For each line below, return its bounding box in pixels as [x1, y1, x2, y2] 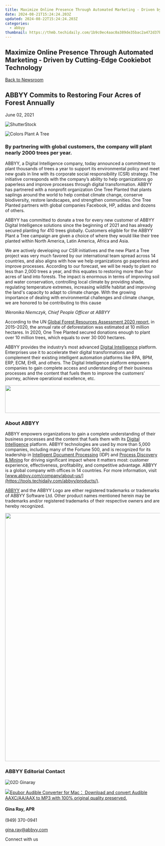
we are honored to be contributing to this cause [5, 300, 102, 306]
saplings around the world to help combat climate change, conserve [5, 191, 143, 197]
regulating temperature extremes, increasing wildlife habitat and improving [5, 284, 156, 290]
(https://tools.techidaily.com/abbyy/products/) [5, 478, 98, 484]
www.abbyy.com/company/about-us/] [6, 473, 84, 479]
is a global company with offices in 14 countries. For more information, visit [5, 468, 157, 473]
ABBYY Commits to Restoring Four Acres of [5, 91, 141, 99]
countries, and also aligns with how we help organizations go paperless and [5, 258, 159, 264]
